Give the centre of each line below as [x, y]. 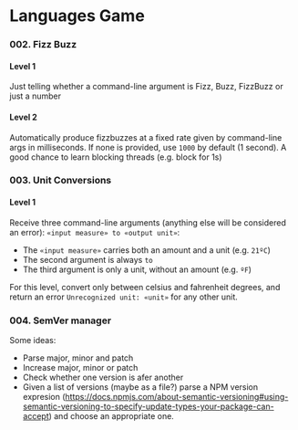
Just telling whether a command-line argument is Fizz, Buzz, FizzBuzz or [147, 87]
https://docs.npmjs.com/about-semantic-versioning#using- [177, 396]
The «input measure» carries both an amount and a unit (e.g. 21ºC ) [147, 250]
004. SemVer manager [61, 320]
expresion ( [44, 396]
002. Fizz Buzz [43, 45]
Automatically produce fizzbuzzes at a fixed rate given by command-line [146, 137]
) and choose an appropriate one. [112, 415]
